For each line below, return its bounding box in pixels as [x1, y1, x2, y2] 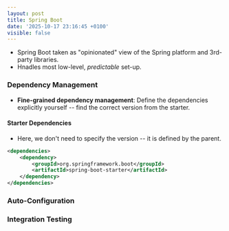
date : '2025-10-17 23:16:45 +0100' [7, 23, 109, 30]
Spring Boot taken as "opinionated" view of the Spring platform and [17, 48, 208, 57]
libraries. [34, 56, 59, 64]
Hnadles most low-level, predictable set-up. [17, 63, 142, 71]
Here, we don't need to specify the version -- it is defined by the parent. [17, 134, 221, 142]
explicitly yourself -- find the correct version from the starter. [17, 103, 190, 111]
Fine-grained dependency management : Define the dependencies [17, 96, 208, 104]
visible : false [7, 29, 51, 37]
